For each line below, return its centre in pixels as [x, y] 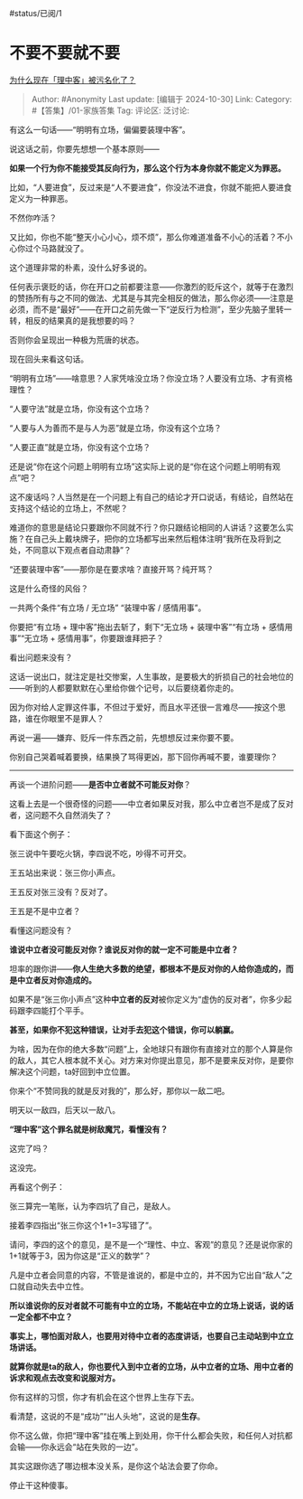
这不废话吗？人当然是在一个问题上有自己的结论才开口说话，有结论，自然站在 [151, 496]
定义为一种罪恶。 [41, 198]
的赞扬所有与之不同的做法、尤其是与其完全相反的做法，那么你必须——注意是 [151, 297]
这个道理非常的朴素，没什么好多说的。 [80, 267]
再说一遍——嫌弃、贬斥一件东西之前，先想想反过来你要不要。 [124, 737]
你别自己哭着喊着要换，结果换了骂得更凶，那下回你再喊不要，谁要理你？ [143, 757]
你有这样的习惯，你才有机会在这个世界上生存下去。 [104, 1397]
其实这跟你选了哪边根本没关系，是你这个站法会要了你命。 [116, 1466]
